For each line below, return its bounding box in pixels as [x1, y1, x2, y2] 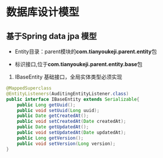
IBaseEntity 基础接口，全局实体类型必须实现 [14, 73, 123, 80]
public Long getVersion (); [17, 135, 84, 141]
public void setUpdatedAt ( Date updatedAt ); [17, 129, 127, 135]
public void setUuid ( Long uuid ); [17, 107, 100, 113]
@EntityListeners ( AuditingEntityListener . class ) [6, 91, 129, 97]
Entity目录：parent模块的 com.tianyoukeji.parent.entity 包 [14, 48, 157, 55]
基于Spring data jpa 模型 [6, 31, 97, 41]
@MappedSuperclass [6, 85, 52, 91]
